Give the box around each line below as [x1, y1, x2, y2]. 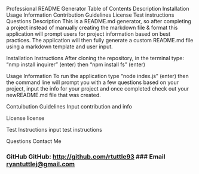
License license [6, 114, 45, 122]
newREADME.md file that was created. [6, 92, 102, 98]
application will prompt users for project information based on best [6, 30, 171, 38]
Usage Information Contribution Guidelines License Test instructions [6, 11, 174, 18]
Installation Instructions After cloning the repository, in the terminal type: [6, 55, 184, 61]
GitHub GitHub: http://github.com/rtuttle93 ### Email [6, 152, 166, 160]
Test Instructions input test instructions [6, 126, 103, 133]
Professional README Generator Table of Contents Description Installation [6, 5, 189, 12]
